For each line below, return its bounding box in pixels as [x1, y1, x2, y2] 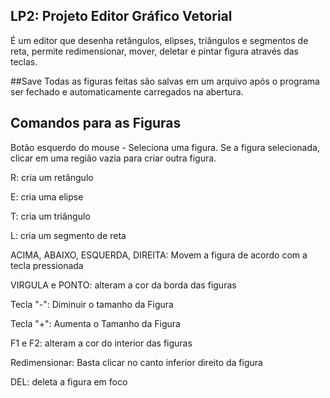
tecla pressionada [10, 259, 84, 271]
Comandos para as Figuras [10, 115, 182, 132]
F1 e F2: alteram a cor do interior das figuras [10, 337, 193, 349]
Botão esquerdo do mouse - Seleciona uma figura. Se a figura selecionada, [10, 141, 320, 153]
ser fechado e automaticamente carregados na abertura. [10, 85, 244, 98]
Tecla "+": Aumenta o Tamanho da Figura [10, 317, 181, 329]
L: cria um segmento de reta [10, 229, 127, 241]
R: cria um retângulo [10, 171, 94, 183]
